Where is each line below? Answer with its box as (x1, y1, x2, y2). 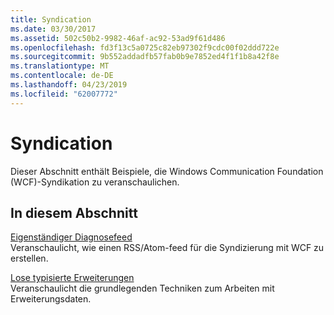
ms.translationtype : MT (10, 61, 110, 71)
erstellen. (10, 252, 49, 265)
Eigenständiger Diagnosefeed (10, 231, 133, 243)
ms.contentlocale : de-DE (10, 71, 114, 81)
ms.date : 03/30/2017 (10, 24, 97, 34)
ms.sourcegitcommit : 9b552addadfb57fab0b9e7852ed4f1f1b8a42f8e (10, 52, 280, 62)
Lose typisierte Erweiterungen (10, 272, 135, 284)
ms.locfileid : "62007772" (10, 89, 118, 99)
